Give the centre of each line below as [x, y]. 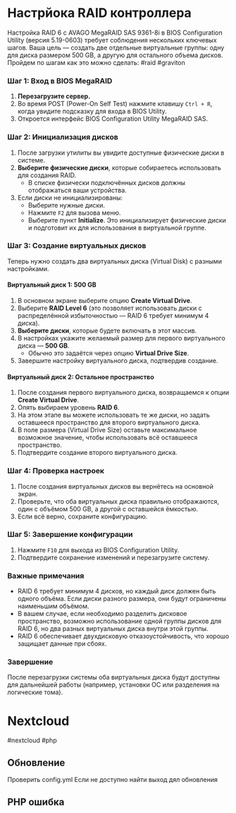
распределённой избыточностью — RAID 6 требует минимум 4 [113, 316]
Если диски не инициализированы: [70, 197]
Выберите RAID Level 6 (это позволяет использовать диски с [110, 308]
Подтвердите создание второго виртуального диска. [97, 453]
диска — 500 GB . [43, 346]
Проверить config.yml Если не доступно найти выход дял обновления [113, 780]
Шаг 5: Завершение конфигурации [70, 535]
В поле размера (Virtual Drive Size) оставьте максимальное [107, 430]
